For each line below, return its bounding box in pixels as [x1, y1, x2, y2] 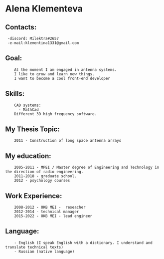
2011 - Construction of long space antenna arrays [14, 138, 122, 143]
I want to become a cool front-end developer [14, 76, 111, 81]
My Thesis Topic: [5, 125, 60, 134]
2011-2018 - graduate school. [14, 174, 77, 179]
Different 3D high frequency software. [14, 111, 97, 116]
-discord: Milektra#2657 [7, 36, 59, 41]
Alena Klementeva [5, 3, 83, 14]
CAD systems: [14, 103, 41, 108]
